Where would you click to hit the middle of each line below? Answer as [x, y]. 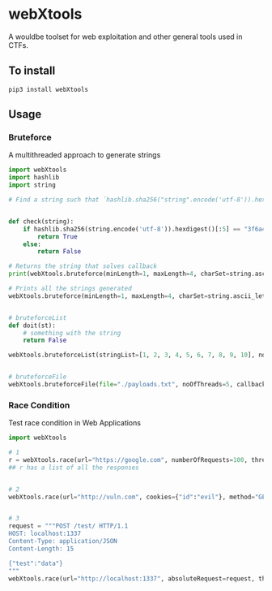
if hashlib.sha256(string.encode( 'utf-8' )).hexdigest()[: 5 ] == [132, 229]
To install [32, 71]
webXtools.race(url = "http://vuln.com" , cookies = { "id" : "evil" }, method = [132, 497]
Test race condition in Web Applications [75, 423]
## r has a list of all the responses [74, 468]
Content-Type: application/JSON [63, 541]
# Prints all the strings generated [70, 289]
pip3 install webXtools [49, 89]
